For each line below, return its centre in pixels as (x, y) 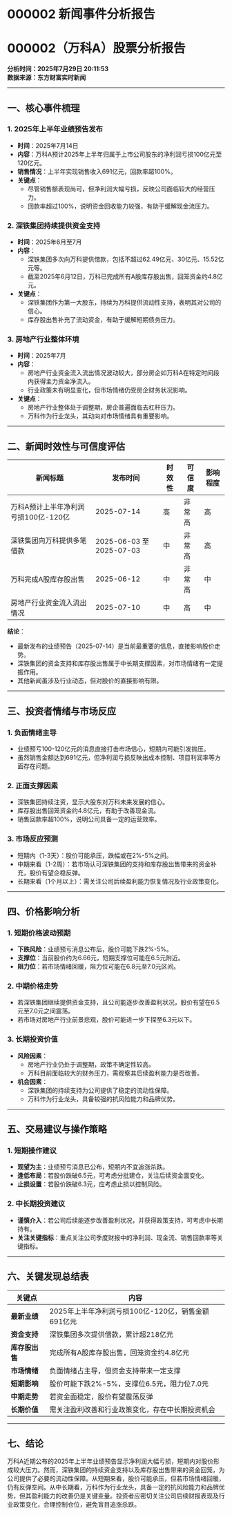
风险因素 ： (32, 1056)
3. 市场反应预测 (33, 839)
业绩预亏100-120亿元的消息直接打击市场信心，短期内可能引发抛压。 (113, 749)
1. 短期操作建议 (32, 1151)
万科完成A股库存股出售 (48, 580)
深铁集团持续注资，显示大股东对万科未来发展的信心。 (93, 802)
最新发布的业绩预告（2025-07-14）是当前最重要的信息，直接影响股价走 (119, 646)
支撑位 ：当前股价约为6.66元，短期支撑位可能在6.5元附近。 (100, 958)
